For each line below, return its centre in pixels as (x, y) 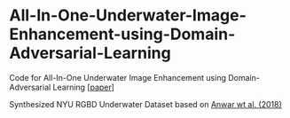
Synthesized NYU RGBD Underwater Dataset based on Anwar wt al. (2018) (145, 104)
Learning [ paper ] (84, 87)
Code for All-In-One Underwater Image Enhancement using (118, 77)
